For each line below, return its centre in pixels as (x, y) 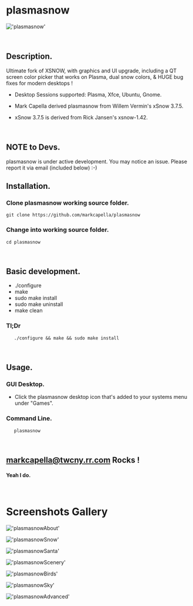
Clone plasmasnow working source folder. (67, 202)
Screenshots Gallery (57, 512)
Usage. (20, 367)
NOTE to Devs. (33, 147)
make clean (28, 311)
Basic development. (43, 271)
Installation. (28, 186)
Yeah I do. (18, 475)
